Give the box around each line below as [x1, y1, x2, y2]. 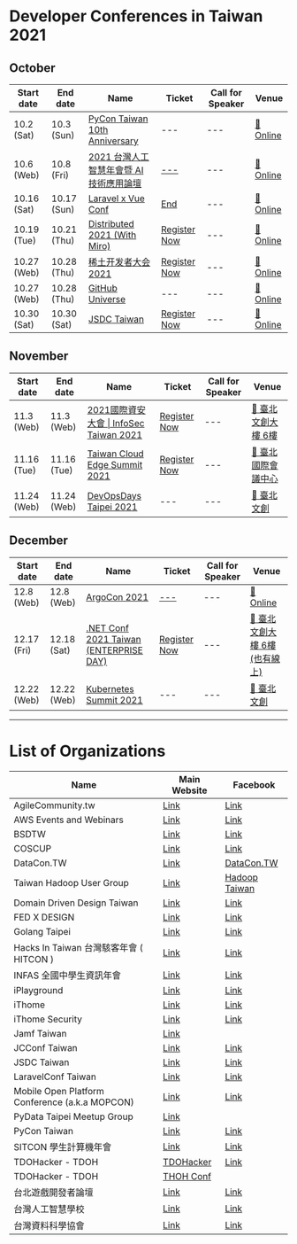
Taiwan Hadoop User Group [13, 876, 130, 889]
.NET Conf [86, 622, 130, 634]
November [9, 348, 69, 364]
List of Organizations [9, 741, 166, 761]
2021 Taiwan [86, 633, 141, 645]
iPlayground [13, 984, 64, 996]
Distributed [88, 218, 134, 229]
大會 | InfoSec [87, 416, 145, 429]
